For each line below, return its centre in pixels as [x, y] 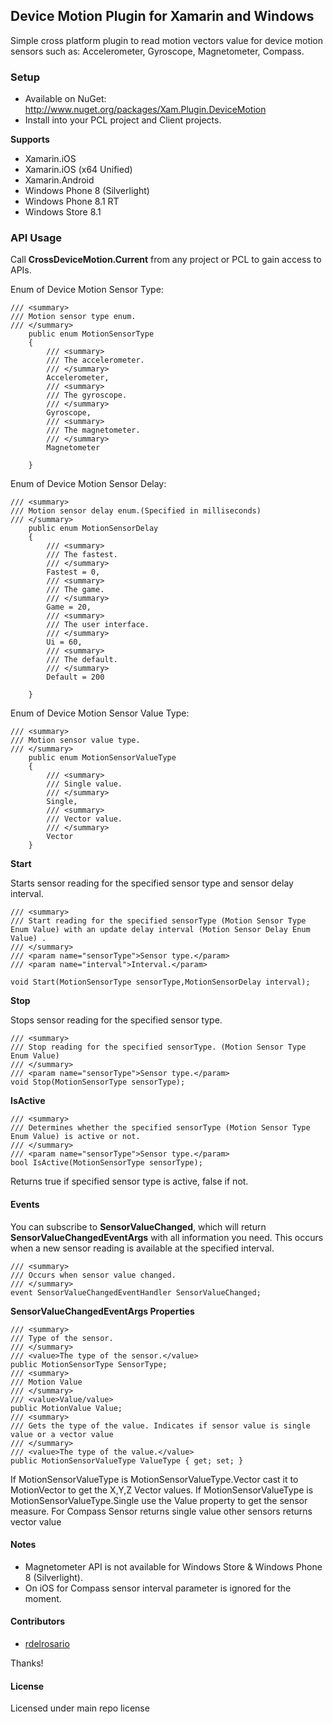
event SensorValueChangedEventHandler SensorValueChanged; [136, 1292]
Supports [30, 140]
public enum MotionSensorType [91, 334]
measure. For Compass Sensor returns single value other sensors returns [161, 1511]
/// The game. [75, 590]
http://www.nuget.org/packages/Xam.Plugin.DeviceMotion [145, 110]
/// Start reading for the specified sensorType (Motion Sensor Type [158, 921]
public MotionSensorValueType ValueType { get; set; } [127, 1460]
